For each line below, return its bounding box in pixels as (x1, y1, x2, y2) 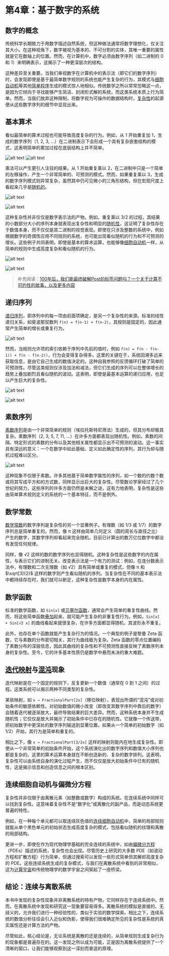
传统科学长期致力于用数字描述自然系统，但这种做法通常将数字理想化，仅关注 (5, 41, 164, 46)
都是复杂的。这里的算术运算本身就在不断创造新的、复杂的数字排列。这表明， (5, 751, 164, 758)
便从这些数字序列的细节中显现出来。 (5, 102, 80, 107)
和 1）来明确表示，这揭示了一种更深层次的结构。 (5, 59, 106, 65)
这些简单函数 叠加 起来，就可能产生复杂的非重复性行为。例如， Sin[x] (18, 614, 160, 620)
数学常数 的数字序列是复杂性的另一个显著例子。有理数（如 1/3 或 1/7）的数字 (5, 522, 162, 528)
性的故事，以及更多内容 (26, 282, 75, 288)
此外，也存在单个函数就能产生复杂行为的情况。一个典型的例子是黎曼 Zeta (5, 630, 157, 637)
